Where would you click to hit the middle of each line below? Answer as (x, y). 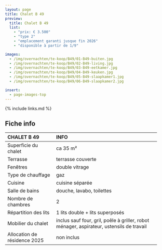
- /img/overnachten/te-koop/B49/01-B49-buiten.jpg (61, 59)
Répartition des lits (28, 213)
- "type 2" (25, 37)
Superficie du (23, 145)
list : (15, 28)
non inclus (68, 237)
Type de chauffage (29, 175)
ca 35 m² (67, 148)
